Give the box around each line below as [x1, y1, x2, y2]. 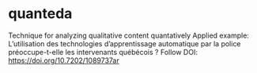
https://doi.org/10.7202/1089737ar [8, 56, 120, 65]
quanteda [8, 5, 73, 23]
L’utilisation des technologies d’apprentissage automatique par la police [8, 38, 241, 48]
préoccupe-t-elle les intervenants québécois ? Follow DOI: [8, 47, 198, 57]
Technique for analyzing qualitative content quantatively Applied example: [8, 31, 249, 40]
